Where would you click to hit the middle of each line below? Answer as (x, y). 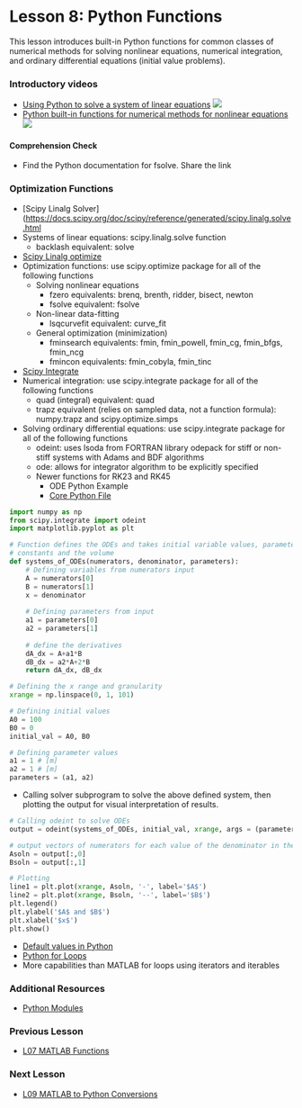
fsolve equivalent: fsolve (94, 304)
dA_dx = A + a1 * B (54, 653)
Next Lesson (37, 1075)
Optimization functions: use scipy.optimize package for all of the (142, 266)
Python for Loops (54, 955)
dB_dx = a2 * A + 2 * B (58, 662)
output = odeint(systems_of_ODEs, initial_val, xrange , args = (130, 829)
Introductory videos (54, 84)
